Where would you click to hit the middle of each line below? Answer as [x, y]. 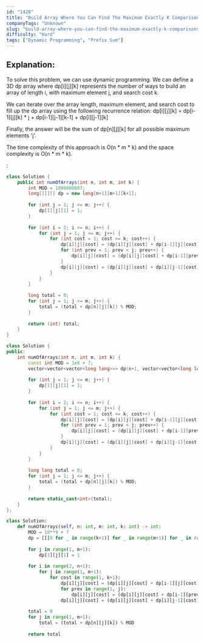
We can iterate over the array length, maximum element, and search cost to [100, 104]
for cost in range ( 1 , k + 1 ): [85, 578]
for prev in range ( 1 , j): [93, 589]
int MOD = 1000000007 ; [57, 188]
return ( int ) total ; [54, 324]
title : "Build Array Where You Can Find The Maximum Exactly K [88, 18]
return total [45, 634]
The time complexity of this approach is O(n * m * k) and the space [90, 147]
